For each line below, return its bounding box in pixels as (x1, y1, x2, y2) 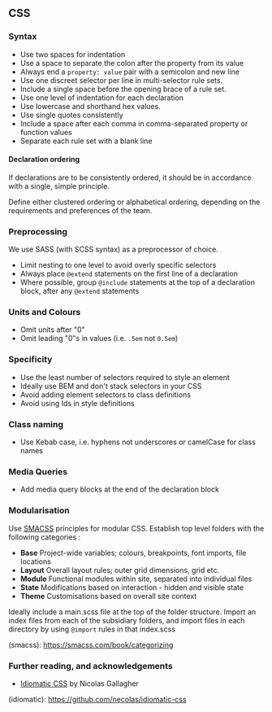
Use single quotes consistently (19, 110, 123, 120)
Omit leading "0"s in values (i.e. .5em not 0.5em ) (19, 334, 179, 343)
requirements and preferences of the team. (8, 205, 153, 215)
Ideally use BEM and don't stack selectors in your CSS (19, 381, 202, 391)
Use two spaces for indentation (19, 49, 126, 59)
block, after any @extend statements (19, 286, 140, 296)
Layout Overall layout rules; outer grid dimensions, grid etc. (19, 565, 220, 574)
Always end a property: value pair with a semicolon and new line (19, 67, 240, 76)
